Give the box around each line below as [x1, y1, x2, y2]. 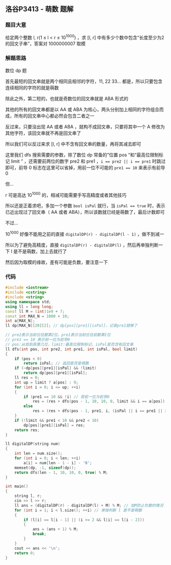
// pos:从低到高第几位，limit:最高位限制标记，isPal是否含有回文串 [5, 342, 134, 347]
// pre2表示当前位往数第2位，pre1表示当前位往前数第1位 [5, 332, 111, 337]
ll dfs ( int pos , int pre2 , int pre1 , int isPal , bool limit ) [5, 347, 138, 352]
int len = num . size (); [14, 451, 63, 456]
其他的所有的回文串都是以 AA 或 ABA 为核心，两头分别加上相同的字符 [5, 106, 151, 112]
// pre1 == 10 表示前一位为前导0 [5, 337, 70, 342]
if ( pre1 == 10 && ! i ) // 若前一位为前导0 [23, 394, 109, 399]
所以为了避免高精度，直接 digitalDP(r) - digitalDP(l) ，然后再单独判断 [5, 242, 159, 248]
